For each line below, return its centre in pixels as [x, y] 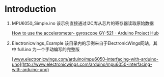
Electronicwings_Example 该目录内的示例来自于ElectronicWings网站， [82, 43]
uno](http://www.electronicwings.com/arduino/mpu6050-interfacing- [82, 64]
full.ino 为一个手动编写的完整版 [49, 49]
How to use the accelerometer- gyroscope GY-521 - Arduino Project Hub [85, 33]
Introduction [30, 9]
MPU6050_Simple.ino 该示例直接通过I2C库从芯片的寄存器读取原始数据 [83, 23]
